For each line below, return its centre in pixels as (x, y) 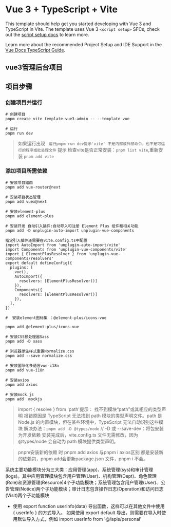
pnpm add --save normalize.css (39, 356)
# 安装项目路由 (19, 183)
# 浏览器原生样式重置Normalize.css (40, 351)
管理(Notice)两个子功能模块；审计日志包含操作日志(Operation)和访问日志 (87, 489)
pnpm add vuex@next (26, 202)
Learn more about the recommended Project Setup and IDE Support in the (84, 44)
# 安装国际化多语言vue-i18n (32, 366)
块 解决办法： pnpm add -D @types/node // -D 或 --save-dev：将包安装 (91, 429)
